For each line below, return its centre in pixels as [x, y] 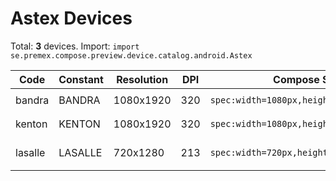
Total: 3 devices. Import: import [75, 46]
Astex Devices [71, 18]
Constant [81, 79]
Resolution [142, 79]
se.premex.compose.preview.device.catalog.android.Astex [131, 55]
